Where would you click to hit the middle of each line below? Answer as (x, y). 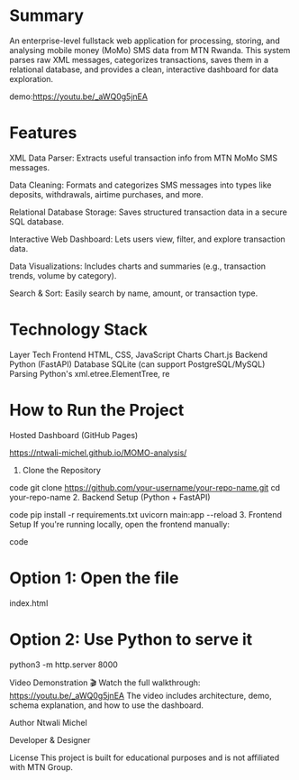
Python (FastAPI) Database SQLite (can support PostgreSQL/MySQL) (137, 364)
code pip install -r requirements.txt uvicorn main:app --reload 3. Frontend (145, 514)
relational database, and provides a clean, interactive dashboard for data (144, 69)
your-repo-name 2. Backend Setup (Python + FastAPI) (110, 497)
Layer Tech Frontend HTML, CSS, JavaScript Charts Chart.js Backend (139, 354)
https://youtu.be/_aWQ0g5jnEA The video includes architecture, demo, (140, 695)
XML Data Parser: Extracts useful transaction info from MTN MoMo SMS (143, 158)
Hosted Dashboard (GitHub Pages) (74, 435)
